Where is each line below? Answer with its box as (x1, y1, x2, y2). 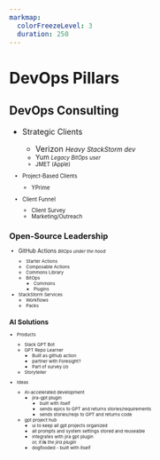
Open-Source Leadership (9, 230, 109, 242)
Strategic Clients (21, 126, 83, 138)
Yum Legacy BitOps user (34, 153, 102, 163)
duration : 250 (17, 29, 69, 38)
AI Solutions (9, 317, 50, 327)
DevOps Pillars (9, 67, 119, 88)
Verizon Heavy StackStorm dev (34, 144, 136, 155)
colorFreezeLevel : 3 (17, 21, 93, 30)
